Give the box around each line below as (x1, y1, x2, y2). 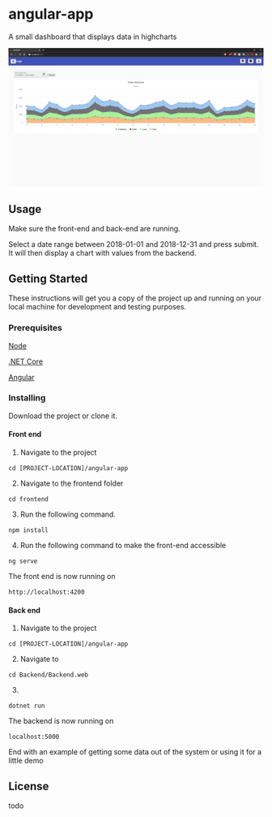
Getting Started (8, 271, 88, 285)
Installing (8, 392, 46, 404)
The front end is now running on (8, 572, 116, 581)
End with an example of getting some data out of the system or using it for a (8, 747, 261, 757)
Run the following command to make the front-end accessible (19, 541, 227, 551)
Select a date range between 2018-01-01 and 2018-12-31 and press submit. (8, 240, 259, 249)
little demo (8, 756, 44, 766)
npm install (8, 526, 49, 534)
